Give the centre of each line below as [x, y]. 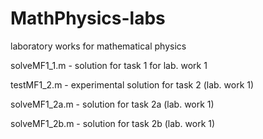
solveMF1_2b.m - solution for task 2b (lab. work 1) [113, 123]
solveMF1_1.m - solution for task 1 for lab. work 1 [109, 65]
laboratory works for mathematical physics [98, 46]
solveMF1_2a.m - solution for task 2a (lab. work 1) [112, 104]
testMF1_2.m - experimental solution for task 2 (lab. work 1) [132, 84]
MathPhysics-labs [88, 18]
